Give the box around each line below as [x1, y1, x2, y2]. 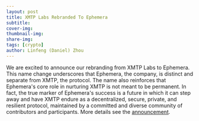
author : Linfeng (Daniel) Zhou [6, 48, 84, 54]
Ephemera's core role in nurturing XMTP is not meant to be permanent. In [6, 83, 186, 90]
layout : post [6, 8, 39, 15]
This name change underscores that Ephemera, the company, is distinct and [6, 70, 194, 77]
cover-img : [6, 25, 33, 32]
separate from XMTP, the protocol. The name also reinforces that [6, 76, 166, 83]
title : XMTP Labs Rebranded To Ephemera [6, 14, 108, 20]
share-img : [6, 36, 33, 42]
